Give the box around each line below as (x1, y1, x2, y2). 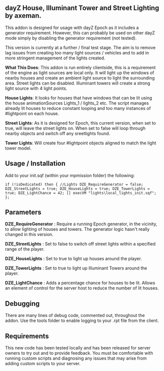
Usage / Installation (5, 159, 66, 168)
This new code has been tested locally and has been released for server (5, 345, 151, 351)
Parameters (5, 208, 42, 216)
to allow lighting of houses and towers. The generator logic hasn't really (5, 226, 150, 232)
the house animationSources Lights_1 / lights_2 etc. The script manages (5, 100, 149, 106)
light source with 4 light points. (5, 85, 68, 91)
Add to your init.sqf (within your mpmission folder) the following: (5, 172, 135, 178)
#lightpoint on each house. (5, 110, 59, 116)
